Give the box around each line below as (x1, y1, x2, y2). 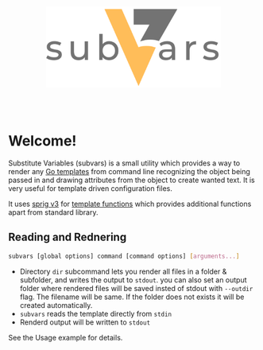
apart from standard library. (8, 207, 99, 217)
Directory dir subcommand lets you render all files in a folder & (19, 266, 227, 277)
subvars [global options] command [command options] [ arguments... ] (8, 252, 240, 261)
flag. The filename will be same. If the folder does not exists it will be (19, 292, 245, 301)
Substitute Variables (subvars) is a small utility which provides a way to (8, 158, 241, 168)
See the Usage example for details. (8, 333, 123, 343)
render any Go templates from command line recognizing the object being (8, 166, 250, 176)
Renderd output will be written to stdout (19, 317, 151, 327)
